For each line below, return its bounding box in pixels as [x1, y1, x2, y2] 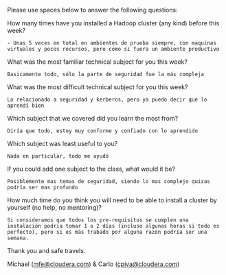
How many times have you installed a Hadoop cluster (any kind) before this [7, 19, 220, 27]
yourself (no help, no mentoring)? [7, 204, 102, 211]
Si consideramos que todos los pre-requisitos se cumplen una [7, 217, 189, 224]
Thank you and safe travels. [7, 247, 86, 254]
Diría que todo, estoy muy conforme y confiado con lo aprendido [7, 128, 198, 134]
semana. [7, 235, 30, 241]
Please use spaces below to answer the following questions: [7, 6, 178, 14]
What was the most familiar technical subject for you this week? [7, 58, 188, 66]
